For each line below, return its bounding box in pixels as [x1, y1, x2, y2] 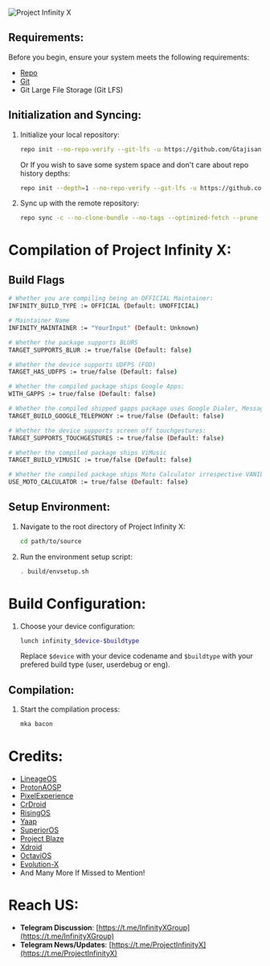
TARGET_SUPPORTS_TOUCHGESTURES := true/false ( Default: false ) [8, 434, 225, 442]
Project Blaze [19, 834, 64, 843]
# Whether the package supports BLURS [8, 338, 138, 346]
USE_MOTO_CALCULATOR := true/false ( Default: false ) [8, 478, 189, 486]
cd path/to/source [19, 537, 82, 545]
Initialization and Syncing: [8, 109, 142, 122]
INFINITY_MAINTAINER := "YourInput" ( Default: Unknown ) [8, 324, 199, 332]
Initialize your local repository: [19, 130, 121, 139]
